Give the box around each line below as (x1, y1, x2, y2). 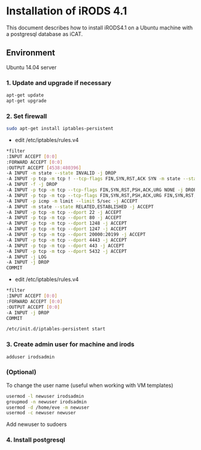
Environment (6, 48, 56, 58)
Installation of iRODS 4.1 (6, 4, 127, 18)
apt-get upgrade (6, 98, 47, 104)
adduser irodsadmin (6, 354, 55, 360)
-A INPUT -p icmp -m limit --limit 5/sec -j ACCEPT (6, 198, 138, 204)
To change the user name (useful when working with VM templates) (6, 382, 173, 389)
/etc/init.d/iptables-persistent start (6, 326, 106, 332)
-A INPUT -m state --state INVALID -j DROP (6, 170, 117, 176)
